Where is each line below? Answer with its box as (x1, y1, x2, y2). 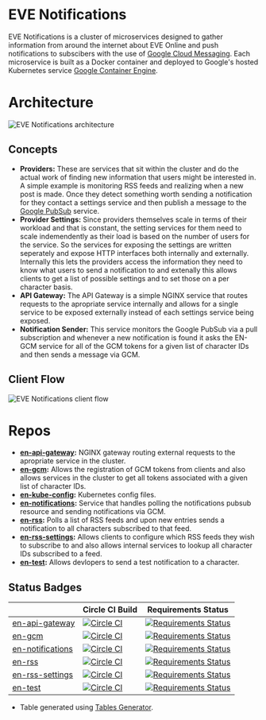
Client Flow (8, 373, 65, 386)
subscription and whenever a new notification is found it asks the (19, 332, 233, 343)
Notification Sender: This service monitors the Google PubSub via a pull (19, 324, 258, 334)
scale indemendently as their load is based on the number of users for (19, 231, 250, 241)
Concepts (8, 143, 58, 157)
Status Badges (8, 580, 83, 594)
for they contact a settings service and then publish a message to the (19, 197, 247, 207)
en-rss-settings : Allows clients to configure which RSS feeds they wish (19, 532, 256, 542)
